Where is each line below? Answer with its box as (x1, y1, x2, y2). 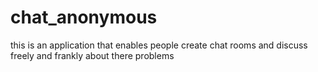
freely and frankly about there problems (10, 49, 175, 61)
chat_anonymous (10, 6, 158, 29)
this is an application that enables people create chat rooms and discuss (10, 39, 308, 51)
